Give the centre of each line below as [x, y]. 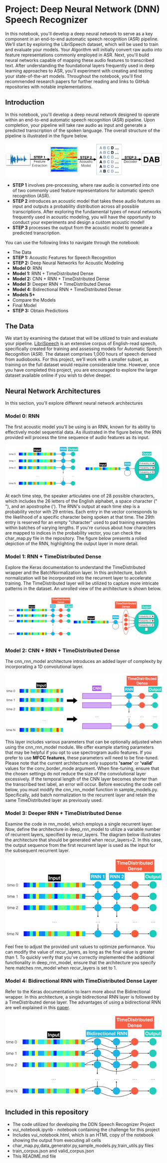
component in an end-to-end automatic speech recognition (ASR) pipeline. [82, 39]
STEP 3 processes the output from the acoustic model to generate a [82, 227]
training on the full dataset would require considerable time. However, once [82, 365]
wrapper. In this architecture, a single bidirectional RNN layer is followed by [82, 997]
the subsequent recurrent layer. [37, 851]
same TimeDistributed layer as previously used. [54, 800]
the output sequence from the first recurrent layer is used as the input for [80, 845]
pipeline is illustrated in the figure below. [47, 135]
